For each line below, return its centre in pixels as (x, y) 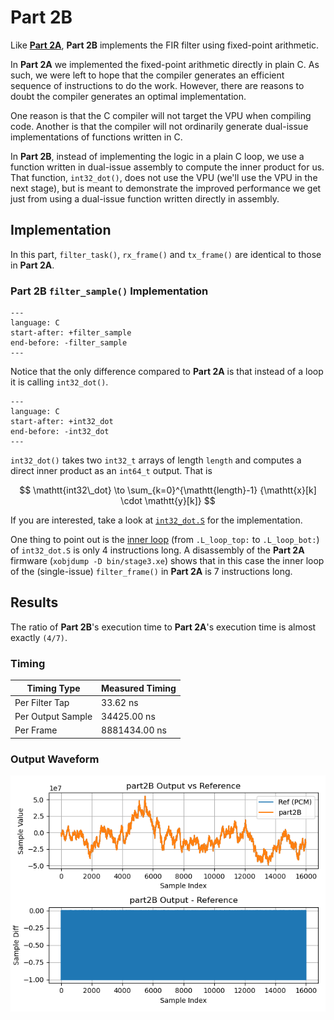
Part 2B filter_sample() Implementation (109, 291)
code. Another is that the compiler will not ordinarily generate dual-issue (159, 126)
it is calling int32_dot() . (59, 382)
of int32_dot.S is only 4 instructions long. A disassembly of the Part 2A (157, 550)
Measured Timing (139, 688)
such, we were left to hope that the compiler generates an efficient (147, 75)
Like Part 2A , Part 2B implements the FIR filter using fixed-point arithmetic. (165, 45)
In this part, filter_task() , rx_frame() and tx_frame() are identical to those (166, 254)
